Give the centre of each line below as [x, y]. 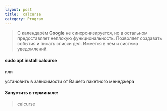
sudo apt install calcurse [31, 60]
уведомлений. [33, 49]
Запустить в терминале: [32, 93]
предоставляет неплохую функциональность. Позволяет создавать [89, 38]
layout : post [19, 10]
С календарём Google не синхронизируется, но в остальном [83, 33]
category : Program [24, 19]
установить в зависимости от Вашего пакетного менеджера [70, 81]
